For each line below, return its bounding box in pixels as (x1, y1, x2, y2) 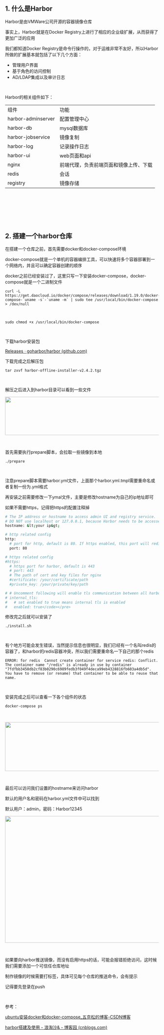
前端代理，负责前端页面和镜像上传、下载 (59, 161, 153, 168)
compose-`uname (5, 297, 36, 302)
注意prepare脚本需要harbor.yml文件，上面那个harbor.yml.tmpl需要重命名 (5, 477, 151, 483)
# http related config (5, 532, 51, 537)
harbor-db (7, 124, 33, 131)
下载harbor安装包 (5, 338, 40, 344)
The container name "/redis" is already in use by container (5, 662, 132, 667)
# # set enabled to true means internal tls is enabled (5, 600, 125, 605)
